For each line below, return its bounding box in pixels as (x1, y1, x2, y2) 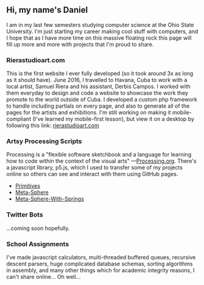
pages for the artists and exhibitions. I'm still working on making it (6, 109, 171, 116)
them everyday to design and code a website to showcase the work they (6, 89, 189, 97)
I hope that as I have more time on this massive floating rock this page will (6, 34, 192, 42)
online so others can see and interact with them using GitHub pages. (6, 171, 178, 178)
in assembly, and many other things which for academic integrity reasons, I (6, 267, 195, 274)
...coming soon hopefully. (6, 224, 70, 232)
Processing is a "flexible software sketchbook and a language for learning (6, 151, 192, 158)
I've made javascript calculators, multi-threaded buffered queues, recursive (6, 254, 196, 261)
